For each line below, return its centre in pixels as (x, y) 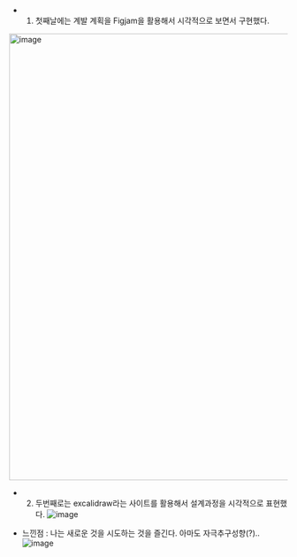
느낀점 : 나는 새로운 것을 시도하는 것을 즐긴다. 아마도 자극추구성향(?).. (141, 533)
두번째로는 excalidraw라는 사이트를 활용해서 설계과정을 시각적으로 (149, 503)
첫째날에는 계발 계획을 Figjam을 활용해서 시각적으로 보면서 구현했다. (152, 20)
